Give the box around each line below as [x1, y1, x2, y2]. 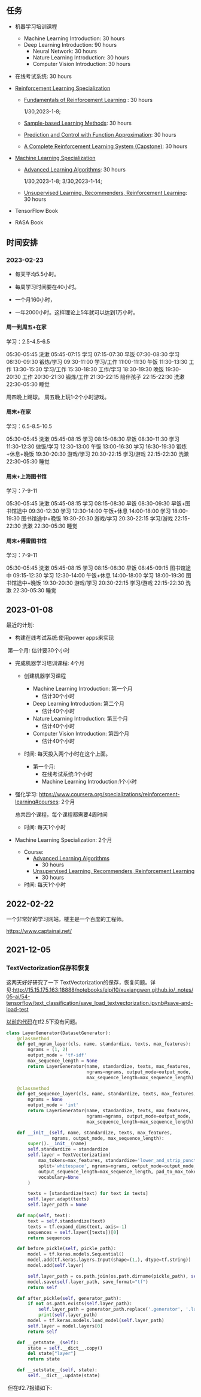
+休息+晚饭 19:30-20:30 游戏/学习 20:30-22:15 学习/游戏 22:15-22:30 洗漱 [6, 450, 190, 457]
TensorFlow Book [14, 207, 59, 214]
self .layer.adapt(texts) [28, 1196, 90, 1202]
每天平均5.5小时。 [14, 270, 60, 278]
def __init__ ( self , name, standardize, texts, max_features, [17, 1130, 172, 1136]
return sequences [28, 1235, 71, 1241]
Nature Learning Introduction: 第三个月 [32, 715, 129, 722]
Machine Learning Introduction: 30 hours [23, 35, 125, 42]
